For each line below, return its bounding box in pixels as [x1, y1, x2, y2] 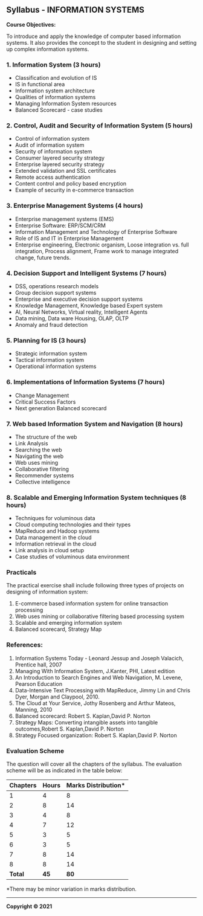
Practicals [6, 568, 37, 576]
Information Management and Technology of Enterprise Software [14, 228, 178, 235]
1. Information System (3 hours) [6, 60, 101, 69]
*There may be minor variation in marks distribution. [6, 885, 137, 893]
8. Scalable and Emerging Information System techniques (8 [6, 493, 187, 502]
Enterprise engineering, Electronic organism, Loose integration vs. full [14, 241, 189, 248]
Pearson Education [14, 680, 62, 688]
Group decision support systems [14, 289, 97, 296]
